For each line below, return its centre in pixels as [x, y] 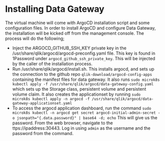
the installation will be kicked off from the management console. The [75, 33]
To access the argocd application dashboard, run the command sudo [82, 108]
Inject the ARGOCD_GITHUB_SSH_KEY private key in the [69, 48]
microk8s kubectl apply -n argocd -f [51, 99]
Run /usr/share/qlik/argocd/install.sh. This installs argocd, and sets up [83, 69]
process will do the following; [35, 38]
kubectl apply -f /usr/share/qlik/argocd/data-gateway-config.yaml [83, 84]
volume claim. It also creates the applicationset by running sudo [76, 94]
